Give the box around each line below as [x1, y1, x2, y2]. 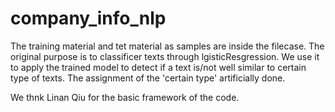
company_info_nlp [10, 7, 167, 30]
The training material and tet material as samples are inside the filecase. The [10, 40, 325, 52]
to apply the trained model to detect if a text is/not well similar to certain [10, 61, 307, 73]
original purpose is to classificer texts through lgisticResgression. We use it [10, 50, 320, 62]
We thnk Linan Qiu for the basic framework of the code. [10, 91, 240, 103]
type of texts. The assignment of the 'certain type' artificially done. [10, 72, 286, 84]
